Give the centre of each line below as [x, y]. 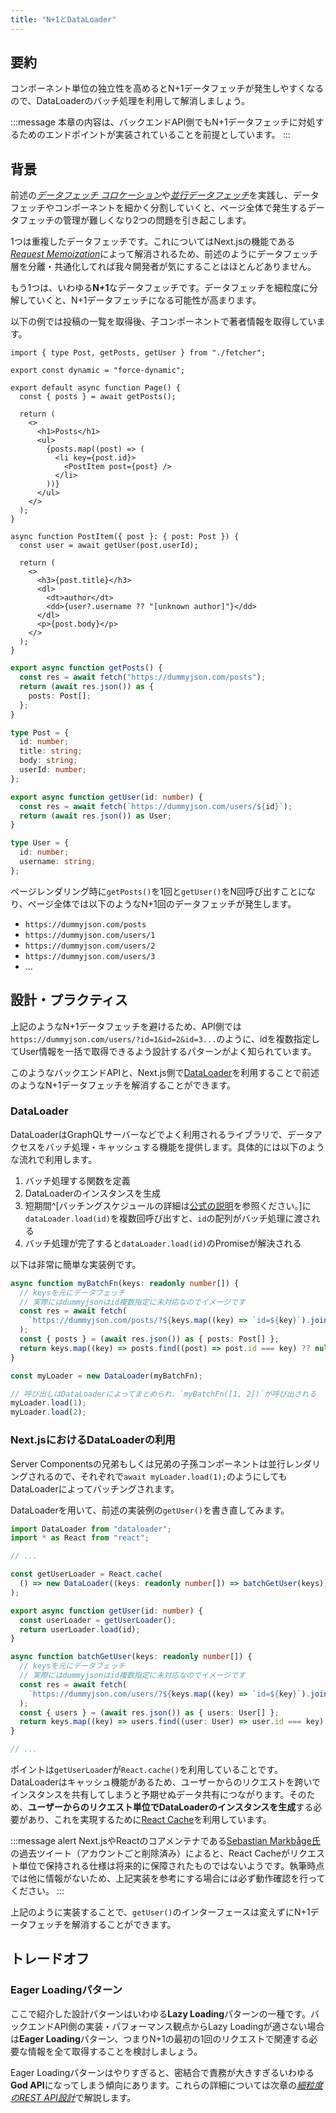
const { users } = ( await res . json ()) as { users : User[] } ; [149, 1712]
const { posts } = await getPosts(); [98, 397]
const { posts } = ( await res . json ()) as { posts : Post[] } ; [149, 1339]
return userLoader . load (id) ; [80, 1629]
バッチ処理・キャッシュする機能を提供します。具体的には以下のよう [184, 1147]
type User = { [40, 843]
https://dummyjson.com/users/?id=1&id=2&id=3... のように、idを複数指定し [165, 1038]
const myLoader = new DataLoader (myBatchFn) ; [106, 1376]
